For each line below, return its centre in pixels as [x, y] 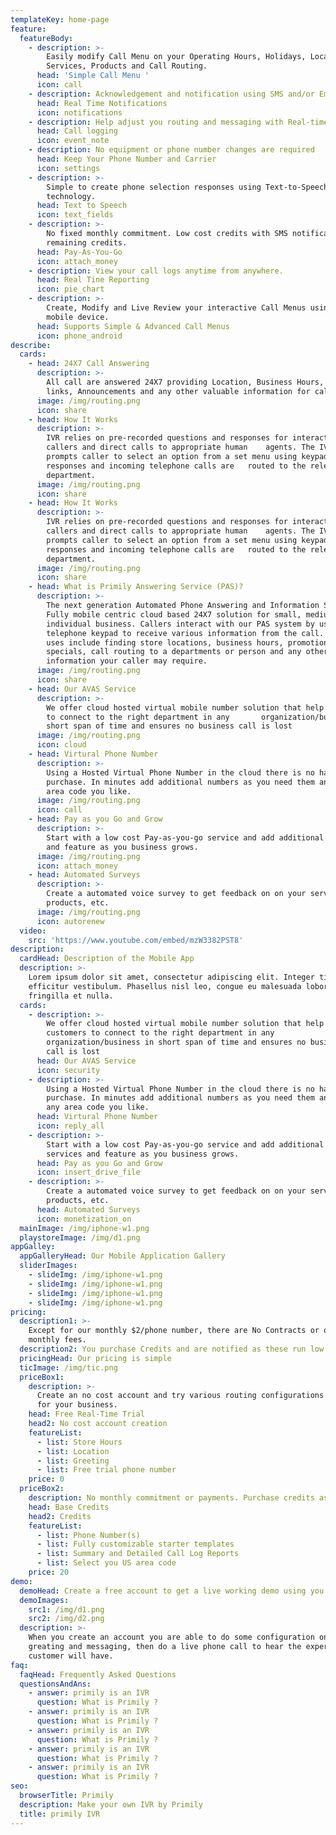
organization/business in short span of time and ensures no [176, 1042]
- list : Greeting [73, 1461]
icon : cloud [61, 745]
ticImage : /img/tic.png [68, 1367]
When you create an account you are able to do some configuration [171, 1637]
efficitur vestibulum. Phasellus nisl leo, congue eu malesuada [165, 986]
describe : [31, 345]
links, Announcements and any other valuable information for [178, 391]
